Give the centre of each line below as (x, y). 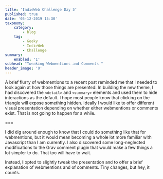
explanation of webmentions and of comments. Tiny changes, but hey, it (77, 167)
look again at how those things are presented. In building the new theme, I (79, 87)
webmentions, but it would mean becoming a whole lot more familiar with (78, 137)
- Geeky (30, 41)
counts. (13, 172)
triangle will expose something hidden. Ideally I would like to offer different (80, 103)
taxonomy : (15, 23)
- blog (29, 32)
